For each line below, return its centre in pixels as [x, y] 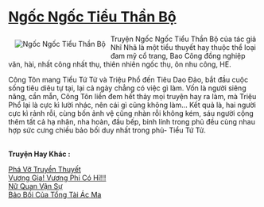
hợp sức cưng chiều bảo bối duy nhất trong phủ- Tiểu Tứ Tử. [107, 130]
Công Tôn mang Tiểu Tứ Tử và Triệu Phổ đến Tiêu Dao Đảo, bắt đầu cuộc [128, 79]
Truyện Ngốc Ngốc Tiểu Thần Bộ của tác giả [183, 39]
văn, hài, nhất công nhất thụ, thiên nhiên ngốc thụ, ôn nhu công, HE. [120, 64]
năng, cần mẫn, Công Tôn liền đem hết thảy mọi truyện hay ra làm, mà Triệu [132, 96]
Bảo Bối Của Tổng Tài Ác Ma [55, 194]
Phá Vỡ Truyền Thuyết [45, 169]
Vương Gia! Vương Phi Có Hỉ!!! [57, 178]
